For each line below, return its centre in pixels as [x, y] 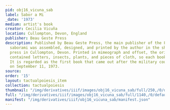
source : [13, 71]
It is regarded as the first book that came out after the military [83, 62]
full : [11, 95]
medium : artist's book [29, 24]
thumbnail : [17, 90]
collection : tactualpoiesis [35, 85]
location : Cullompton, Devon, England [46, 33]
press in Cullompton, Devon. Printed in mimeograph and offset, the [83, 52]
